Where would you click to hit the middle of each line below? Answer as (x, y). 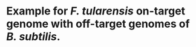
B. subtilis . (33, 37)
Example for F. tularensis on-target (96, 11)
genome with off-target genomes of (98, 24)
